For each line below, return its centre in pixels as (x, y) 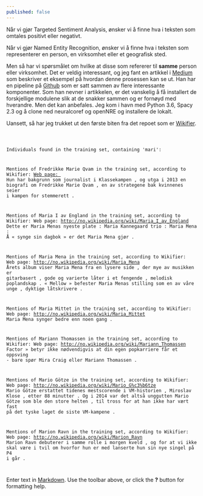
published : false (28, 12)
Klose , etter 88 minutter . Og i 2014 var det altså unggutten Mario (98, 396)
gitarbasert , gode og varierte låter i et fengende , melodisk (89, 278)
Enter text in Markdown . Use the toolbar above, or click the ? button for (95, 480)
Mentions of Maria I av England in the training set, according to (94, 216)
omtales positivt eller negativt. (44, 36)
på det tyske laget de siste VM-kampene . (61, 412)
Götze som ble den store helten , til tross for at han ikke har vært (98, 401)
